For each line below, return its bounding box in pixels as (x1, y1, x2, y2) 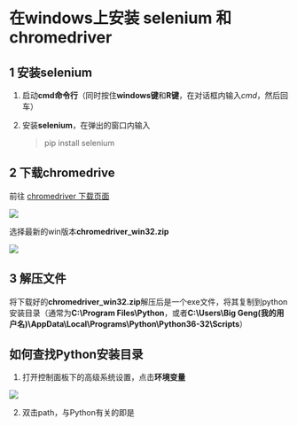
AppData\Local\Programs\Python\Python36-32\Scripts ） (30, 318, 248, 329)
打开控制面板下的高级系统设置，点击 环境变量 (21, 372, 186, 383)
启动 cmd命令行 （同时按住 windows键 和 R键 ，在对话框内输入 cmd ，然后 (21, 90, 281, 100)
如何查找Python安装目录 (9, 347, 144, 362)
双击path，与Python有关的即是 (21, 407, 135, 418)
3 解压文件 (9, 271, 66, 286)
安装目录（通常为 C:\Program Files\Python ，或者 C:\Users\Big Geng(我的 (9, 307, 277, 318)
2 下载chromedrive (9, 166, 115, 181)
